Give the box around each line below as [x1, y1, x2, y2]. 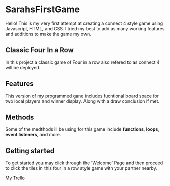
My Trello [5, 175, 25, 181]
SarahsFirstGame [5, 4, 80, 15]
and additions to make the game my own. [5, 31, 91, 37]
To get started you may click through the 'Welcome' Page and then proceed [5, 160, 163, 166]
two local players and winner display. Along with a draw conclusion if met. [5, 98, 160, 104]
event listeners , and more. [5, 132, 61, 138]
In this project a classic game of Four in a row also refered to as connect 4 [5, 59, 160, 65]
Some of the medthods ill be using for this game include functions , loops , [5, 126, 159, 132]
